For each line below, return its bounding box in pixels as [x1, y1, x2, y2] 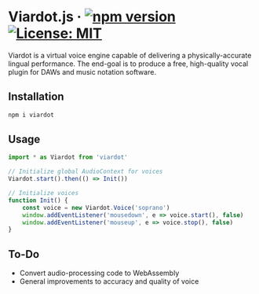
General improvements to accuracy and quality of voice [19, 277, 199, 286]
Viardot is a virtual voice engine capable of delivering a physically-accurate [8, 50, 252, 60]
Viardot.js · [8, 8, 82, 26]
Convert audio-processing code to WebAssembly [19, 268, 180, 278]
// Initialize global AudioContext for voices [8, 167, 163, 176]
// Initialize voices [8, 189, 79, 197]
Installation [8, 90, 64, 104]
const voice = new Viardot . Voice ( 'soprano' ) [22, 204, 170, 211]
